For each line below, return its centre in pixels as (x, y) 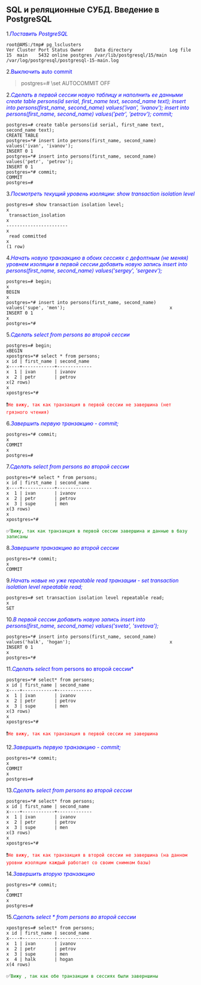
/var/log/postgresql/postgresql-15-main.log (63, 60)
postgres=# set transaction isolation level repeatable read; (85, 598)
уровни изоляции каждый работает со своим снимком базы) (79, 863)
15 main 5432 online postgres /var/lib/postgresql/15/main (87, 55)
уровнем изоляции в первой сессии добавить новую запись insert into (97, 264)
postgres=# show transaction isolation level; (65, 204)
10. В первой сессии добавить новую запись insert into (76, 619)
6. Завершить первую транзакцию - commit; (63, 423)
